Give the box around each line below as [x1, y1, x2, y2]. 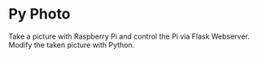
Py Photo [8, 5, 71, 23]
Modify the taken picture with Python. [8, 39, 135, 49]
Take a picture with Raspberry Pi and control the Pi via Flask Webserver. [8, 31, 250, 41]
